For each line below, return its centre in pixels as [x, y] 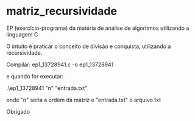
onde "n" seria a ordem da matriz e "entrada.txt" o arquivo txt [84, 100]
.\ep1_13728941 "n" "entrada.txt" [47, 88]
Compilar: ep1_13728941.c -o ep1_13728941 [60, 64]
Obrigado [18, 111]
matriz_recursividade [62, 11]
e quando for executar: [35, 76]
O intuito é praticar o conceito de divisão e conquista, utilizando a [89, 46]
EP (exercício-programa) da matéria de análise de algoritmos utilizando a [98, 28]
